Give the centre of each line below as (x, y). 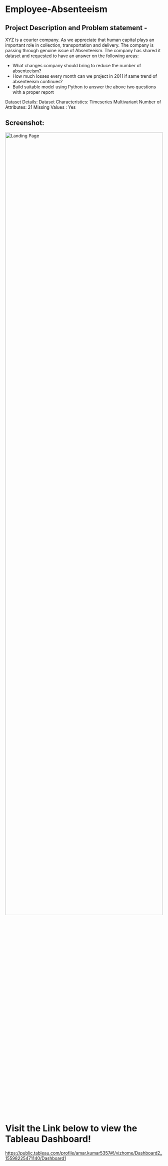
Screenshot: (25, 123)
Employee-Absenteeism (56, 9)
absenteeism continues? (37, 82)
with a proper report (33, 92)
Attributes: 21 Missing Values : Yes (40, 107)
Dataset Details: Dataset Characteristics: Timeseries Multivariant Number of (83, 102)
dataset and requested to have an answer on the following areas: (72, 56)
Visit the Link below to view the (71, 1128)
